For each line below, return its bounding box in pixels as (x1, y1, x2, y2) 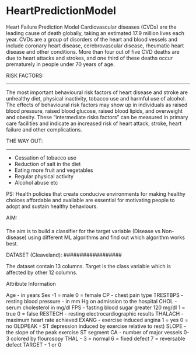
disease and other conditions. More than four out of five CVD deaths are (6, 48, 180, 55)
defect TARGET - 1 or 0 (6, 341, 61, 348)
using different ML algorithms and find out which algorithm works (27, 234, 185, 241)
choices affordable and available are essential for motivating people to (6, 196, 175, 203)
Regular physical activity (14, 172, 74, 179)
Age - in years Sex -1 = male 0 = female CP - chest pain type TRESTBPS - (6, 291, 184, 299)
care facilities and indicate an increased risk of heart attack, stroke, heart (6, 120, 182, 127)
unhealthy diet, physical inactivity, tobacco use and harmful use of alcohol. (6, 95, 187, 102)
